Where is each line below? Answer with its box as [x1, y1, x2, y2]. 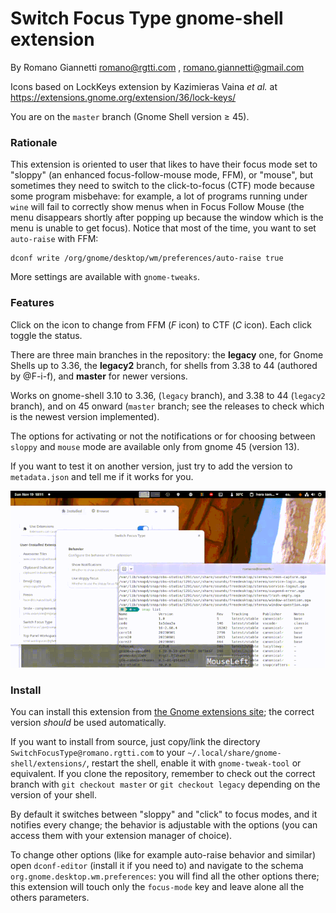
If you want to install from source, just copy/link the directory [10, 736, 261, 748]
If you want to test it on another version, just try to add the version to [10, 460, 293, 472]
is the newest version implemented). [10, 410, 160, 422]
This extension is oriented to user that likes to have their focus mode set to [10, 158, 318, 171]
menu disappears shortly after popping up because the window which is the [10, 212, 324, 224]
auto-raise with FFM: [10, 233, 99, 245]
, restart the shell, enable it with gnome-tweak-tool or [86, 757, 302, 769]
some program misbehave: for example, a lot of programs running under [10, 190, 308, 202]
